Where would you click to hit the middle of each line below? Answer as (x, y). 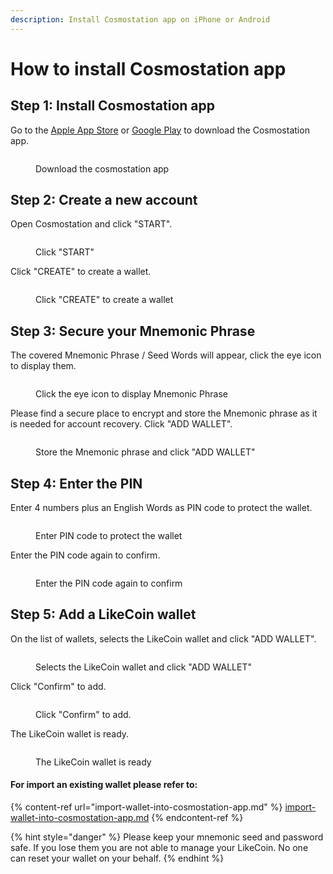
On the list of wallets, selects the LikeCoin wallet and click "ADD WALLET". (163, 638)
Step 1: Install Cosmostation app (113, 106)
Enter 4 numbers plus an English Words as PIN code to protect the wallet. (161, 508)
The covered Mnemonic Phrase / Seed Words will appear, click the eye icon (166, 355)
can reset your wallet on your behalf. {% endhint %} (117, 858)
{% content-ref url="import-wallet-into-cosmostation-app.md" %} (146, 807)
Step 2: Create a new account (104, 200)
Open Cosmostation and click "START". (91, 224)
